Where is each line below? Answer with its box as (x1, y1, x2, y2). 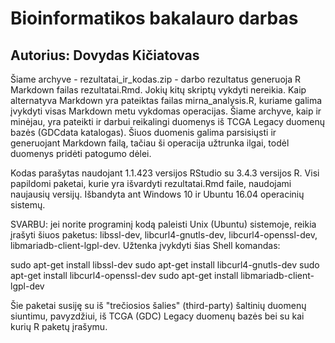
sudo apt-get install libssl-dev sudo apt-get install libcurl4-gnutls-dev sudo (10, 259, 320, 271)
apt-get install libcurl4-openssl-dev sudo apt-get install (10, 270, 239, 281)
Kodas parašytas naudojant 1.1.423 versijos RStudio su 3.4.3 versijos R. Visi (10, 167, 320, 179)
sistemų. (10, 199, 46, 211)
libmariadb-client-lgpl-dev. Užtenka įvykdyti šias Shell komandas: (10, 240, 281, 251)
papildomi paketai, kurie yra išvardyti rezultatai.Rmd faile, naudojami (10, 178, 292, 189)
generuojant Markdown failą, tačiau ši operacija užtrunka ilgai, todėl (10, 137, 290, 149)
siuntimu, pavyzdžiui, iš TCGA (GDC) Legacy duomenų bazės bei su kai (10, 310, 305, 322)
